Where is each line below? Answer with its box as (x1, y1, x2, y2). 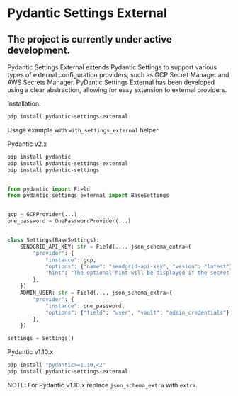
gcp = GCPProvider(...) (7, 211, 78, 218)
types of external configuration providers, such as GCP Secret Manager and (7, 71, 229, 79)
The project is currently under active (7, 33, 172, 45)
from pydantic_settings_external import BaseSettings (7, 192, 170, 199)
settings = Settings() (7, 335, 74, 342)
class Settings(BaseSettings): (7, 237, 100, 244)
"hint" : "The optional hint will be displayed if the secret (45, 269, 230, 277)
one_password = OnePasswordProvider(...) (7, 217, 132, 225)
